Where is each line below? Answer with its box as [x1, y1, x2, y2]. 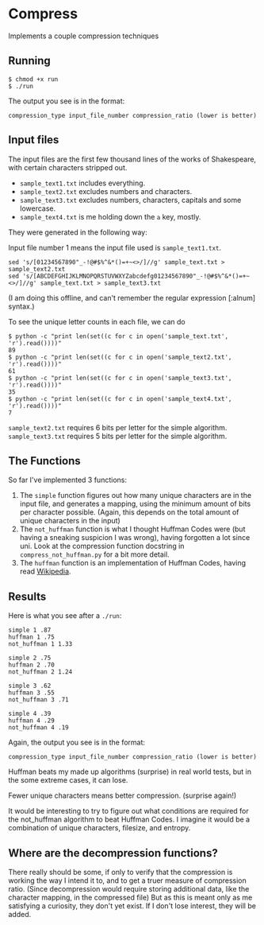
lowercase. [19, 204, 56, 213]
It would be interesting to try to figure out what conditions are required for [8, 806, 250, 816]
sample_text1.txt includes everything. [19, 178, 146, 188]
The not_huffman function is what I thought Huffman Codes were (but [19, 524, 246, 534]
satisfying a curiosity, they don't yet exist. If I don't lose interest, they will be [8, 901, 256, 911]
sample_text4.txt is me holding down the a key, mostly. [19, 212, 201, 221]
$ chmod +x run [8, 75, 59, 84]
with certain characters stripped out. [8, 162, 128, 172]
